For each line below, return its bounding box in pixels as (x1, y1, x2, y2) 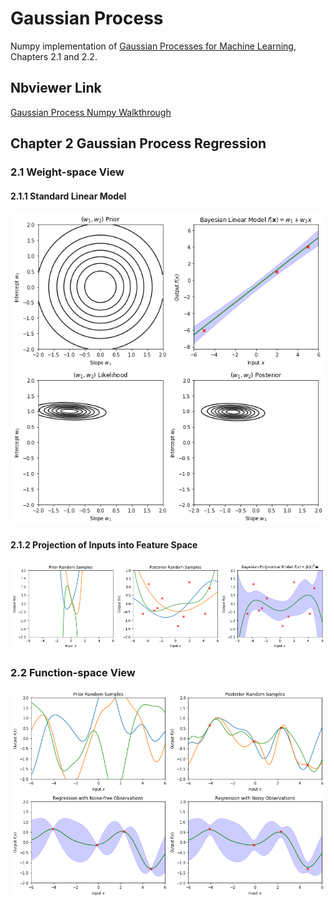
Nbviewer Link (10, 80, 102, 97)
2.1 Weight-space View (10, 165, 125, 179)
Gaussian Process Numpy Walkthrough (10, 106, 172, 118)
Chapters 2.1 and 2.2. (10, 50, 98, 62)
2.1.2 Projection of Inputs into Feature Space (10, 538, 198, 551)
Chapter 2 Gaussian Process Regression (10, 135, 267, 152)
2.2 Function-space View (10, 666, 136, 680)
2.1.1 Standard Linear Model (10, 190, 127, 202)
